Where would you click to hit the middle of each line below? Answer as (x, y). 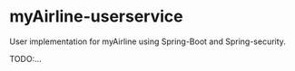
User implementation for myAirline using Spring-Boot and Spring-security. (147, 41)
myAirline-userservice (96, 17)
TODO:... (26, 58)
